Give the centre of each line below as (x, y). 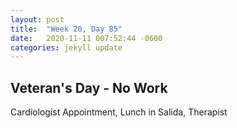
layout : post (37, 19)
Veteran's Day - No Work (89, 87)
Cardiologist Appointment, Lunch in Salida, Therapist (119, 112)
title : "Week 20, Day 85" (66, 29)
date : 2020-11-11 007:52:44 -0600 (86, 38)
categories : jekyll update (66, 47)
